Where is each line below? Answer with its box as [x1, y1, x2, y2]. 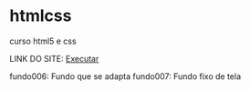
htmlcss [9, 5, 72, 26]
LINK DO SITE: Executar [9, 53, 99, 64]
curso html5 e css [9, 35, 77, 46]
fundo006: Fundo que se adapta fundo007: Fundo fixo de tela [9, 70, 242, 82]
